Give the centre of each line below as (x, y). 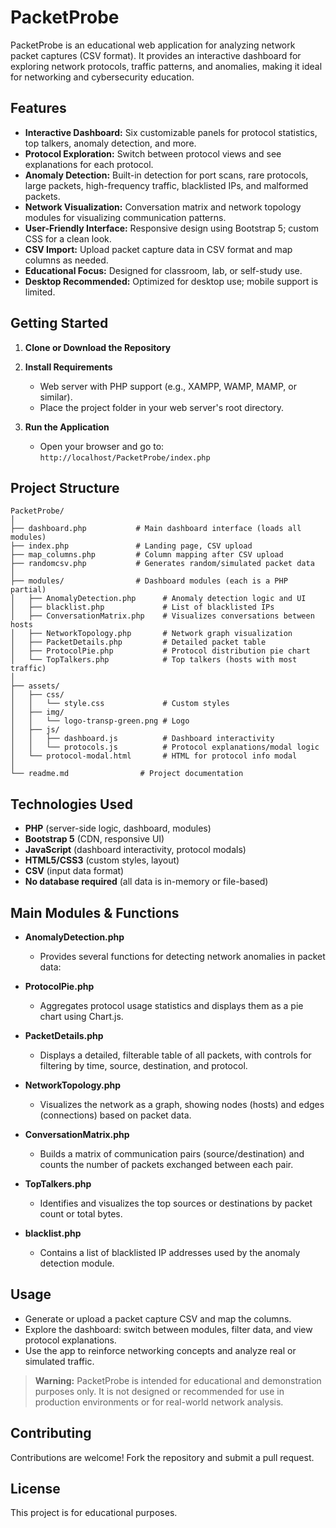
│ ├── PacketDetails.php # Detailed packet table (138, 642)
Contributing (51, 1433)
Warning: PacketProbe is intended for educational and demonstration (178, 1380)
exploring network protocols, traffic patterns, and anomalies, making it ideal (166, 66)
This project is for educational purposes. (94, 1513)
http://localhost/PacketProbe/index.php (125, 457)
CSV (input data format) (74, 871)
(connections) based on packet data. (115, 1115)
